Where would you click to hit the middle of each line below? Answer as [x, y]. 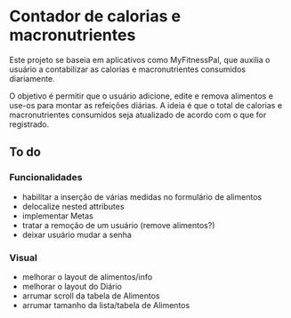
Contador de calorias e [95, 16]
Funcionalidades [46, 178]
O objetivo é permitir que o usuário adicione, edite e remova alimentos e [141, 96]
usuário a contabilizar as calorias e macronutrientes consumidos [128, 69]
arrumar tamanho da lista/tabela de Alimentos [106, 305]
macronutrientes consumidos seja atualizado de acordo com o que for [138, 115]
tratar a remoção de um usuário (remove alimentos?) [118, 225]
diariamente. [32, 78]
